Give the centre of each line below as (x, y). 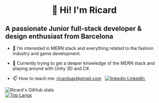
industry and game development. (47, 53)
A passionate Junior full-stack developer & (73, 29)
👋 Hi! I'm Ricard (84, 10)
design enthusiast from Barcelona (59, 36)
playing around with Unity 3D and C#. (51, 68)
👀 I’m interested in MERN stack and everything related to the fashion (83, 48)
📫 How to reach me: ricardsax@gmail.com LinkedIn (78, 78)
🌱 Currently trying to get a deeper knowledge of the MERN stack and (84, 63)
